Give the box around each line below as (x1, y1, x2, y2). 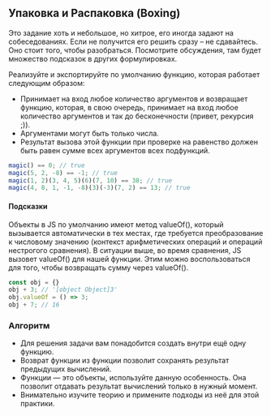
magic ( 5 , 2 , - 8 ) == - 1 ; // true (8, 169, 118, 177)
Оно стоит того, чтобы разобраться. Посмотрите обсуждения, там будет (8, 45, 262, 55)
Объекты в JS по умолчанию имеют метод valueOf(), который (8, 219, 224, 229)
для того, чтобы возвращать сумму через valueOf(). (8, 263, 189, 272)
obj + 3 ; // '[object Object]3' (8, 285, 118, 294)
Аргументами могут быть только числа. (19, 128, 160, 138)
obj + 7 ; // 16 (8, 301, 60, 309)
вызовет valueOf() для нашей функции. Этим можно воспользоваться (8, 254, 251, 264)
